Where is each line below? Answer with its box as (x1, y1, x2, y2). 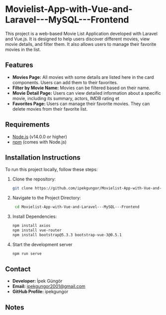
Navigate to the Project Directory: (12, 195, 81, 201)
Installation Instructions (5, 153, 81, 161)
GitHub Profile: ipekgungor (12, 289, 69, 295)
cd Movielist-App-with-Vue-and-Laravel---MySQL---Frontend (14, 204, 140, 210)
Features (5, 61, 33, 69)
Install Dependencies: (12, 213, 57, 220)
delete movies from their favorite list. (12, 106, 88, 112)
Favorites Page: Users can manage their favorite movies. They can (12, 101, 150, 107)
